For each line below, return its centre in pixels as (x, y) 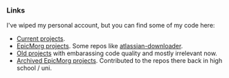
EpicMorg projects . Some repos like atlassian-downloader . (100, 46)
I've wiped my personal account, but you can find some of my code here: (111, 26)
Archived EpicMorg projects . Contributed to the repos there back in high (119, 61)
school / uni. (34, 68)
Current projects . (41, 39)
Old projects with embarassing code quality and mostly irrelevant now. (117, 53)
